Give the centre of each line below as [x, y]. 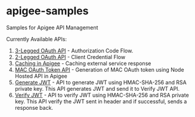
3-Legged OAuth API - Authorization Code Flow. [74, 50]
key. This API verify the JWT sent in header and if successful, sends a [101, 101]
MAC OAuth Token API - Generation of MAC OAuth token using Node [99, 69]
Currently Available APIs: [37, 39]
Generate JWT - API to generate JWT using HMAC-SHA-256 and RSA [100, 82]
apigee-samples [47, 11]
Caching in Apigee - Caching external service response [83, 63]
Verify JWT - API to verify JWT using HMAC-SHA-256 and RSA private [102, 95]
